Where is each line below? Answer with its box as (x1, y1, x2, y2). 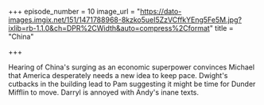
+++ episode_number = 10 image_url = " (8, 7, 141, 16)
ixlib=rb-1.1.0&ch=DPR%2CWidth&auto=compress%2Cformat (8, 24, 211, 32)
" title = (209, 24, 234, 32)
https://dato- (140, 7, 182, 16)
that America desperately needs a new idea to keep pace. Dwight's (8, 71, 228, 80)
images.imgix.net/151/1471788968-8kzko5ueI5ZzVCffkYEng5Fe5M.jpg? (8, 15, 243, 24)
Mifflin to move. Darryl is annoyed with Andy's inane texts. (8, 88, 200, 97)
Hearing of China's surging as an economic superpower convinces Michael (8, 62, 255, 72)
